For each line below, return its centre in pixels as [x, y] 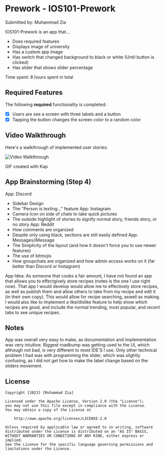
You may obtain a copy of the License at [48, 410]
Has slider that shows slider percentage [52, 68]
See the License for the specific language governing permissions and [79, 445]
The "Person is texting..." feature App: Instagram [61, 209]
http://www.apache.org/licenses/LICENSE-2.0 [60, 419]
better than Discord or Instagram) [46, 266]
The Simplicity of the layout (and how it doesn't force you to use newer [84, 245]
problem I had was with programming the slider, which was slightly [73, 355]
